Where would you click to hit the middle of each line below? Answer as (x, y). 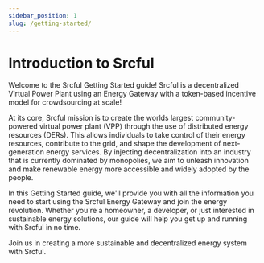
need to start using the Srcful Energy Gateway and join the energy (118, 202)
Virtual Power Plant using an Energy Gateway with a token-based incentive (132, 94)
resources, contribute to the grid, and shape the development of (115, 144)
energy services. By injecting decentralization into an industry (148, 152)
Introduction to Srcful (81, 63)
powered (23, 126)
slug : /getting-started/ (50, 23)
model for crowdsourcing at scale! (65, 102)
